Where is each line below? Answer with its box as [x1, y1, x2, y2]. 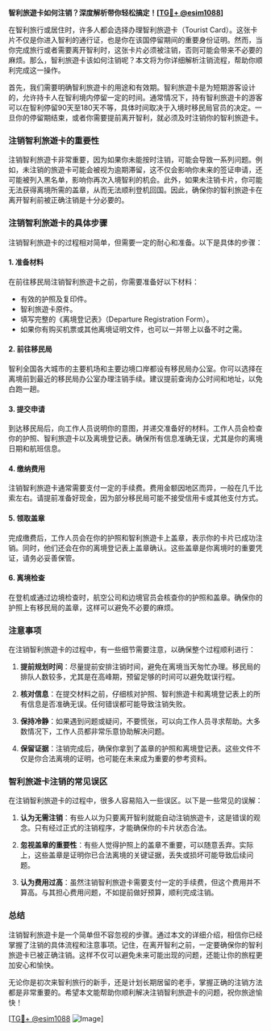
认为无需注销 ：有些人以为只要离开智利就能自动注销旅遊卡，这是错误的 [19, 813, 254, 823]
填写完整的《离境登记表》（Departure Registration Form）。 [19, 314, 214, 324]
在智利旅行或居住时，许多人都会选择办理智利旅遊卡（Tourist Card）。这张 [8, 25, 252, 35]
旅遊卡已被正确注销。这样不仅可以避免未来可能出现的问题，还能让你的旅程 [8, 949, 256, 960]
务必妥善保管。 [29, 553, 79, 562]
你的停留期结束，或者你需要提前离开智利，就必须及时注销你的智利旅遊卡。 [15, 113, 263, 122]
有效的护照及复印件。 [19, 294, 91, 304]
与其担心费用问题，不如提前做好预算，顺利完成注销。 [41, 888, 219, 898]
